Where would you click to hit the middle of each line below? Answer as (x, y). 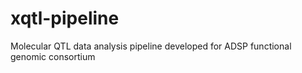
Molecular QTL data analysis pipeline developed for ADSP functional (151, 46)
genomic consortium (53, 56)
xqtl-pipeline (65, 18)
